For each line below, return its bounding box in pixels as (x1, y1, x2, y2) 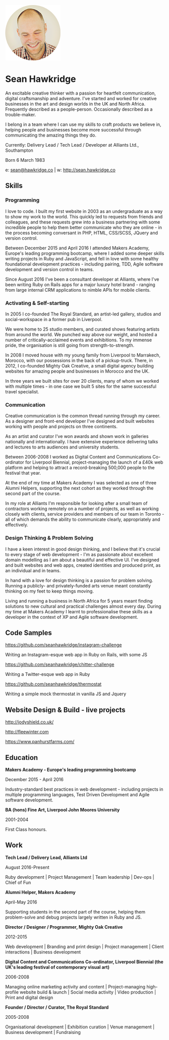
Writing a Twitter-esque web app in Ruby (5, 671, 90, 677)
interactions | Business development (5, 948, 81, 955)
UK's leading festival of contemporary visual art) (5, 964, 110, 970)
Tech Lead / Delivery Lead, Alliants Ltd (5, 854, 87, 861)
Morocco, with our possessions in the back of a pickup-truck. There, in (5, 357, 153, 364)
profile (5, 989, 19, 995)
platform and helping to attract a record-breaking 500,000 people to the (5, 465, 155, 471)
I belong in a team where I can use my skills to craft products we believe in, (5, 121, 161, 127)
